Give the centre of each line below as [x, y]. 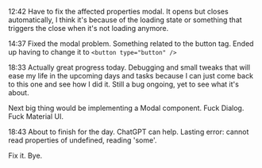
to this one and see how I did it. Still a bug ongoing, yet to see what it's [124, 84]
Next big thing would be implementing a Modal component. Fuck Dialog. [126, 108]
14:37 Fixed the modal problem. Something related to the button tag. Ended [131, 44]
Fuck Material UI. [36, 116]
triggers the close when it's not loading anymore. [89, 28]
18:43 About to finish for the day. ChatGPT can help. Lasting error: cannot [129, 132]
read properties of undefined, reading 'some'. [83, 140]
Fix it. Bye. [25, 155]
